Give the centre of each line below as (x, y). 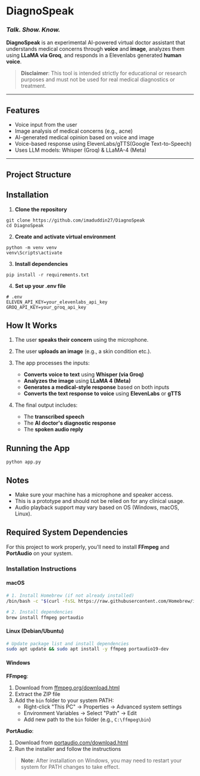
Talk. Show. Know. (33, 30)
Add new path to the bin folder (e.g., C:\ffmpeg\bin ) (87, 719)
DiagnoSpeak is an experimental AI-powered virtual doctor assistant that (96, 42)
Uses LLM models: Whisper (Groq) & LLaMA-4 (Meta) (81, 150)
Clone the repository (41, 209)
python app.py (24, 462)
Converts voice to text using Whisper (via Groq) (84, 375)
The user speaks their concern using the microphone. (82, 340)
